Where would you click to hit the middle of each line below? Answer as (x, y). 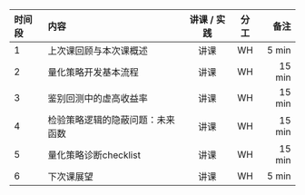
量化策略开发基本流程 (93, 72)
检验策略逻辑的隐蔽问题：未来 (111, 120)
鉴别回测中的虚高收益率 (98, 98)
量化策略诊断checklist (94, 155)
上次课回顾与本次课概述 (98, 51)
